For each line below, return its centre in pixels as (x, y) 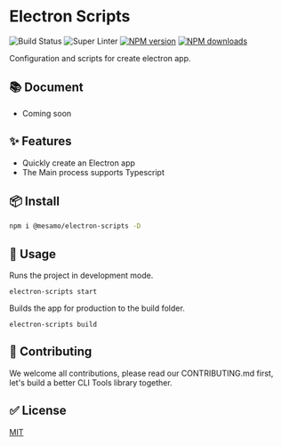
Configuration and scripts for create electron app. (100, 58)
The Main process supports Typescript (93, 172)
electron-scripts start (53, 292)
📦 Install (35, 201)
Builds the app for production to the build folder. (97, 308)
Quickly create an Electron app (79, 163)
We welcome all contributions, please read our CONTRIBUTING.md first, (141, 373)
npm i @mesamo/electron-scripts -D (75, 226)
